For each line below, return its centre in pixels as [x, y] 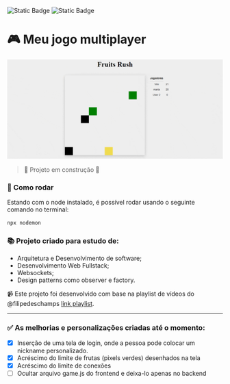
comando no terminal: [38, 209]
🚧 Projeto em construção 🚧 [62, 169]
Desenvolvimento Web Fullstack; [63, 266]
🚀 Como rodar [30, 187]
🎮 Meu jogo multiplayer [77, 39]
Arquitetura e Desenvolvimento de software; [79, 258]
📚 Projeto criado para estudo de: [63, 241]
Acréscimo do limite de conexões [64, 366]
